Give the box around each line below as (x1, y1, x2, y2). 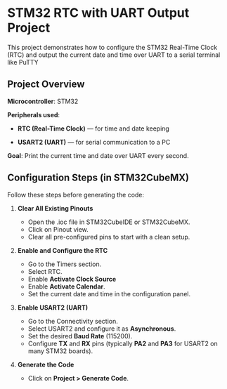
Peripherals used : (7, 110, 60, 119)
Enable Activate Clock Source (27, 275, 117, 283)
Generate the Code (17, 360, 74, 369)
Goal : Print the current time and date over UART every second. (7, 151, 189, 159)
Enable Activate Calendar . (27, 282, 105, 291)
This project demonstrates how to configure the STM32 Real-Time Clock (7, 43, 218, 51)
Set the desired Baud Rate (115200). (27, 331, 133, 340)
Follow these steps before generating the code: (7, 190, 145, 199)
